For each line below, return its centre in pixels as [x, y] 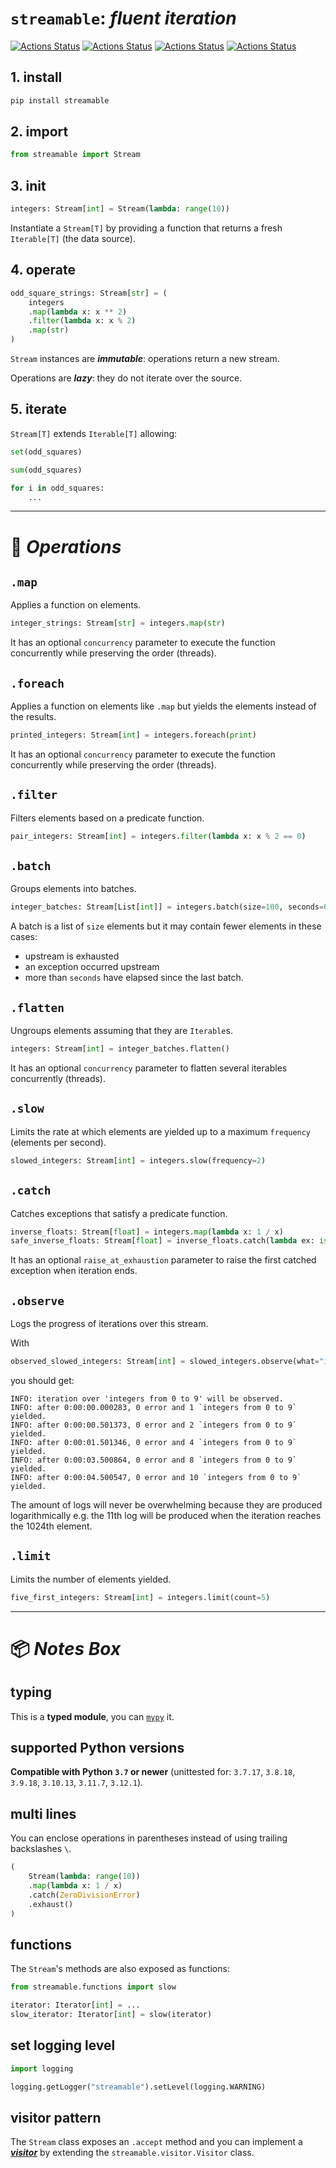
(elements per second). [58, 1142]
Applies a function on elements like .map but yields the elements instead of [163, 706]
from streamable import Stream [75, 155]
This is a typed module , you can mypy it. [92, 1716]
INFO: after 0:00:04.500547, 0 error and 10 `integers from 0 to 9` [156, 1477]
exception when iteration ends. [74, 1271]
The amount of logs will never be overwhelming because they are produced [166, 1504]
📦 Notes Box [66, 1648]
